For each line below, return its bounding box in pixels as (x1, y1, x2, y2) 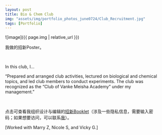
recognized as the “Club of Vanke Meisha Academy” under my (5, 84, 131, 90)
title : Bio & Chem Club (5, 12, 54, 17)
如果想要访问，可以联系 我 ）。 (13, 115, 72, 121)
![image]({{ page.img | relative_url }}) (5, 34, 80, 40)
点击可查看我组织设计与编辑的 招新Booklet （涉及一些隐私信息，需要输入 (5, 108, 149, 114)
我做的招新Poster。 (5, 45, 44, 51)
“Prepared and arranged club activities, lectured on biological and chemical (5, 73, 158, 79)
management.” (5, 89, 35, 95)
